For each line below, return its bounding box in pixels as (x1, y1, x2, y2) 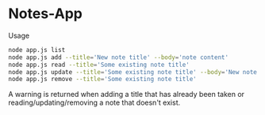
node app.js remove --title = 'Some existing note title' (8, 76, 197, 83)
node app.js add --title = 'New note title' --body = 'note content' (8, 53, 229, 61)
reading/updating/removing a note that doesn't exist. (8, 98, 181, 107)
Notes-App (8, 5, 83, 23)
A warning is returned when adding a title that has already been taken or (8, 90, 244, 99)
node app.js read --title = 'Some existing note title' (8, 61, 190, 69)
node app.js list (8, 46, 66, 54)
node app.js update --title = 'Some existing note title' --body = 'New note (8, 68, 258, 76)
